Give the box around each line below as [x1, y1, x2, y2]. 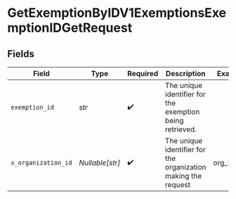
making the [164, 171, 202, 181]
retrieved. [164, 124, 197, 134]
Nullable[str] [79, 158, 121, 167]
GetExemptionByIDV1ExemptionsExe [7, 5, 227, 21]
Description [165, 69, 206, 78]
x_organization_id [11, 159, 72, 167]
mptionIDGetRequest [7, 20, 133, 36]
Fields [7, 48, 35, 60]
